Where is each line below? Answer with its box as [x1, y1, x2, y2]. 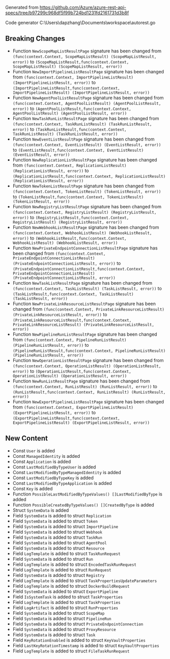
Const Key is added [12, 485, 53, 491]
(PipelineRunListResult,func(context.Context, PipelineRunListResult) [12, 348, 166, 353]
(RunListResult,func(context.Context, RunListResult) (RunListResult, [12, 390, 166, 395]
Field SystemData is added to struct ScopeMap [12, 610, 105, 616]
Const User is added [12, 448, 55, 454]
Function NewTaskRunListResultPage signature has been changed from [12, 115, 159, 121]
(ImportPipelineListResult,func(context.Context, [12, 86, 121, 91]
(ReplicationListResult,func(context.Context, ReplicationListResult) [12, 174, 166, 179]
